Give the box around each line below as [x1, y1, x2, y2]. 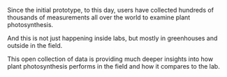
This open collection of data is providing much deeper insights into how [7, 55, 214, 63]
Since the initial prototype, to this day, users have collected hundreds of [7, 6, 214, 14]
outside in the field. [7, 42, 63, 49]
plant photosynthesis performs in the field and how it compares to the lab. [7, 62, 220, 70]
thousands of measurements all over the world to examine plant [7, 13, 191, 22]
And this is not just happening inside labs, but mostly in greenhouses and [7, 34, 218, 42]
